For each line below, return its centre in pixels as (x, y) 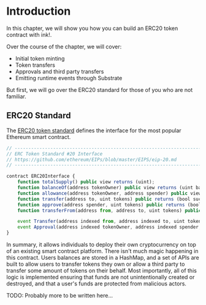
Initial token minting (40, 58)
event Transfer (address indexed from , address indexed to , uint (101, 222)
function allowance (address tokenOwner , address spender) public (103, 193)
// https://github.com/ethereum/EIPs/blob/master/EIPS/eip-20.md (91, 160)
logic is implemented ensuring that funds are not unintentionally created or (101, 277)
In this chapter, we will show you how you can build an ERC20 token (92, 28)
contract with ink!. (29, 34)
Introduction (39, 11)
